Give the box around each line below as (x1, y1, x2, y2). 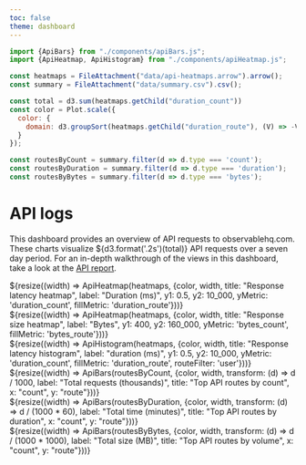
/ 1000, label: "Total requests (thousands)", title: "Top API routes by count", (9, 377, 290, 387)
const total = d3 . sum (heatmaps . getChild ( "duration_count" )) (9, 97, 243, 106)
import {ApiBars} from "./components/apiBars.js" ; (9, 46, 206, 56)
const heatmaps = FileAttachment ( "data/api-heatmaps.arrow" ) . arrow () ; (9, 72, 283, 81)
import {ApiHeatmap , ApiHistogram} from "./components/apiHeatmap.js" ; (9, 56, 287, 65)
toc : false (9, 13, 51, 23)
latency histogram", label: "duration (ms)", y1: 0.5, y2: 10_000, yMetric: (9, 347, 272, 358)
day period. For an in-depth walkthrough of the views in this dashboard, (9, 253, 280, 263)
